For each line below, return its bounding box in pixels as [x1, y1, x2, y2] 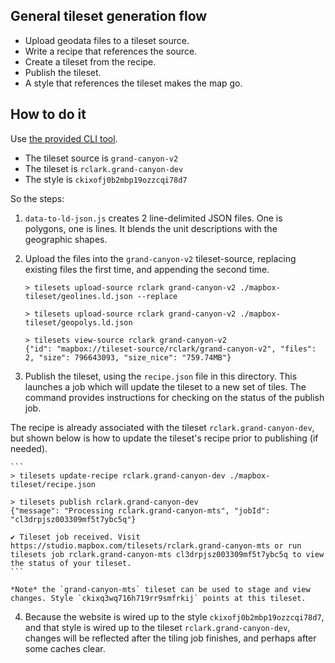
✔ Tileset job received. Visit [10, 532, 141, 542]
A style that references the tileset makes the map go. [24, 77, 243, 89]
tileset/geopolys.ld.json [24, 317, 133, 328]
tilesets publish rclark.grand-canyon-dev [19, 497, 199, 507]
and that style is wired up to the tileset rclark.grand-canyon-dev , [24, 621, 291, 633]
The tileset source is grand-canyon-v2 [24, 152, 179, 164]
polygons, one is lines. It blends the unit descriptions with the [24, 222, 278, 234]
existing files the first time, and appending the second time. [24, 263, 270, 275]
